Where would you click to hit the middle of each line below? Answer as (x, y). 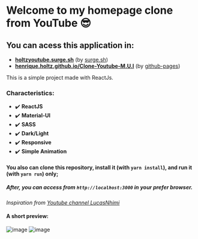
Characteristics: (30, 93)
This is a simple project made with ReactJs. (60, 78)
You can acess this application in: (70, 45)
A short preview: (28, 216)
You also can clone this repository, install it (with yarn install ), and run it (99, 167)
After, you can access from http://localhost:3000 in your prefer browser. (100, 187)
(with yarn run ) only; (32, 174)
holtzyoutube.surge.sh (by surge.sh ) (61, 60)
